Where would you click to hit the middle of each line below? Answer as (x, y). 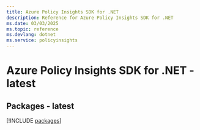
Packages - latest (40, 106)
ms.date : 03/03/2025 (33, 23)
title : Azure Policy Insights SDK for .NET (63, 12)
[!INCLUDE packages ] (34, 121)
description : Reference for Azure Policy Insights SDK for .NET (90, 18)
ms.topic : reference (33, 29)
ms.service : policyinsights (42, 40)
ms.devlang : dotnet (31, 35)
